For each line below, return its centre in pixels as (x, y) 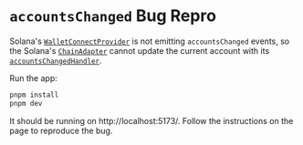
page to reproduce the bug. (61, 130)
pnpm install (34, 95)
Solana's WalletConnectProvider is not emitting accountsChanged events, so (150, 41)
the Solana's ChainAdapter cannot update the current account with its (140, 50)
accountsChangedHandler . (56, 60)
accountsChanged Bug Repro (113, 16)
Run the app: (33, 78)
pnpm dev (26, 103)
